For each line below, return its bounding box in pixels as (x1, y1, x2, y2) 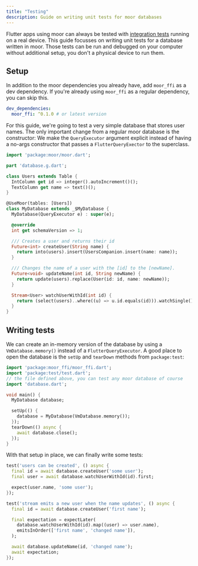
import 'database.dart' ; (6, 381, 67, 387)
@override (11, 222, 35, 228)
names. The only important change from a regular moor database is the (6, 128, 180, 136)
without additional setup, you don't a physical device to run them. (6, 49, 165, 56)
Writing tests (6, 325, 55, 335)
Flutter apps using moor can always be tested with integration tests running (6, 30, 190, 37)
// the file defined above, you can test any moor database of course (6, 376, 183, 381)
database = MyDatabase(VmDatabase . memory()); (16, 413, 131, 419)
